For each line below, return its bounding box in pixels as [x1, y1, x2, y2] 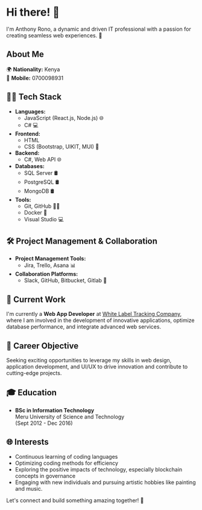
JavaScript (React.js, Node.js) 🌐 [24, 114, 104, 121]
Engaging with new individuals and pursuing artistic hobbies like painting [14, 479, 196, 486]
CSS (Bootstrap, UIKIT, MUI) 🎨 [24, 143, 99, 150]
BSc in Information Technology [14, 406, 95, 414]
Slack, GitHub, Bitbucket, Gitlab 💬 [24, 277, 107, 284]
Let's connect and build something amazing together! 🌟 [6, 497, 144, 504]
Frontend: [14, 130, 40, 137]
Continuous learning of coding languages [14, 453, 118, 460]
